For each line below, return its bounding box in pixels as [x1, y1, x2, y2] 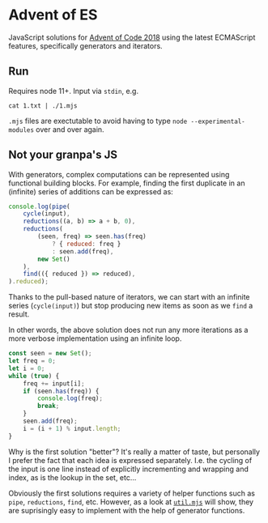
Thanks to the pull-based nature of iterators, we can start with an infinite [8, 292, 250, 302]
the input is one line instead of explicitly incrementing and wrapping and [8, 464, 249, 474]
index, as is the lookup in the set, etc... [8, 472, 137, 483]
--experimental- [190, 117, 245, 125]
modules [8, 125, 35, 134]
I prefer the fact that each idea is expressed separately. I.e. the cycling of [8, 455, 253, 465]
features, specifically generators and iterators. [8, 40, 164, 50]
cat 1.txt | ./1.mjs [8, 101, 79, 110]
